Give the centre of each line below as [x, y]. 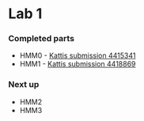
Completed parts [42, 39]
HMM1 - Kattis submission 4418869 [78, 64]
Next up [24, 85]
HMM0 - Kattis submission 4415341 [78, 55]
